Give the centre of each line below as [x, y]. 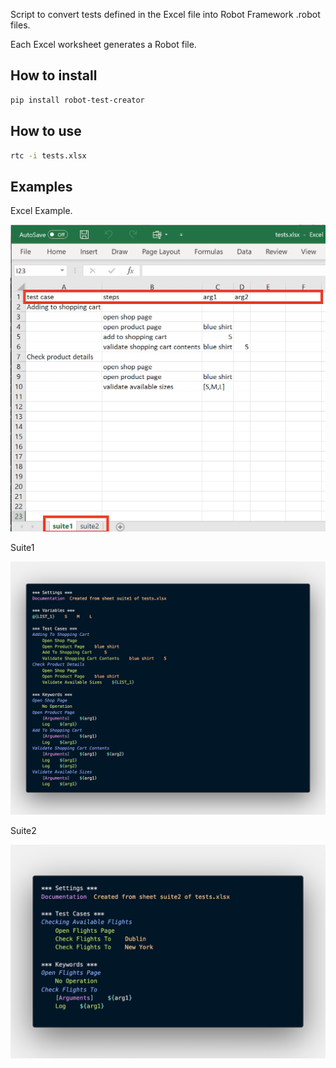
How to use [46, 131]
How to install [54, 75]
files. [20, 25]
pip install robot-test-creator [77, 100]
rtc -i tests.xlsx [48, 155]
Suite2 [23, 830]
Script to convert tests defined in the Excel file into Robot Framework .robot [165, 14]
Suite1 [22, 547]
